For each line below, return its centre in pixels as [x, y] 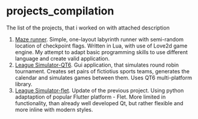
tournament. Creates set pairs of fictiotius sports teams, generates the [102, 71]
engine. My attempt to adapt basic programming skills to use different [101, 52]
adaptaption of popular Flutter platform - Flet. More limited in [90, 97]
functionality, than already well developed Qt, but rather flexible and [99, 103]
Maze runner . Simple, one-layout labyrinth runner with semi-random [99, 39]
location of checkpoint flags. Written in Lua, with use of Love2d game [101, 46]
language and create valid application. [62, 58]
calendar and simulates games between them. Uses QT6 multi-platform [104, 78]
